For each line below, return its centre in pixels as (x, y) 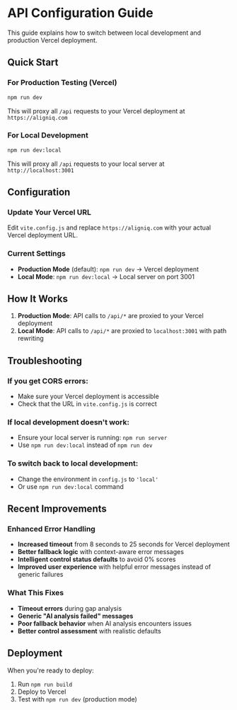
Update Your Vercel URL (50, 212)
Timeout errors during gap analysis (70, 608)
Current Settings (36, 254)
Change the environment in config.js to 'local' (88, 479)
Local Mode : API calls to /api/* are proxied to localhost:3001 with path (122, 331)
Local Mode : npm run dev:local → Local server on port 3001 (106, 276)
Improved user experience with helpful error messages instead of (114, 567)
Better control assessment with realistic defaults (89, 631)
